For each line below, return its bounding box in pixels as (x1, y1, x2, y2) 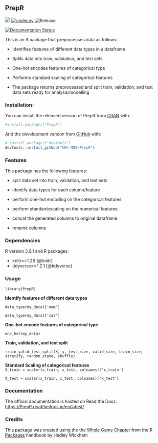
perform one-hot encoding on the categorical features (12, 196, 122, 203)
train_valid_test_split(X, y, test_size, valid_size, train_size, (5, 349, 143, 354)
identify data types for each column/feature (12, 187, 100, 193)
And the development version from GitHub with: (5, 131, 101, 137)
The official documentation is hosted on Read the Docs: (5, 398, 117, 404)
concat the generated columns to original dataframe (12, 215, 117, 221)
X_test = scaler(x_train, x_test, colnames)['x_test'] (5, 376, 119, 381)
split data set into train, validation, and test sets (12, 178, 108, 183)
